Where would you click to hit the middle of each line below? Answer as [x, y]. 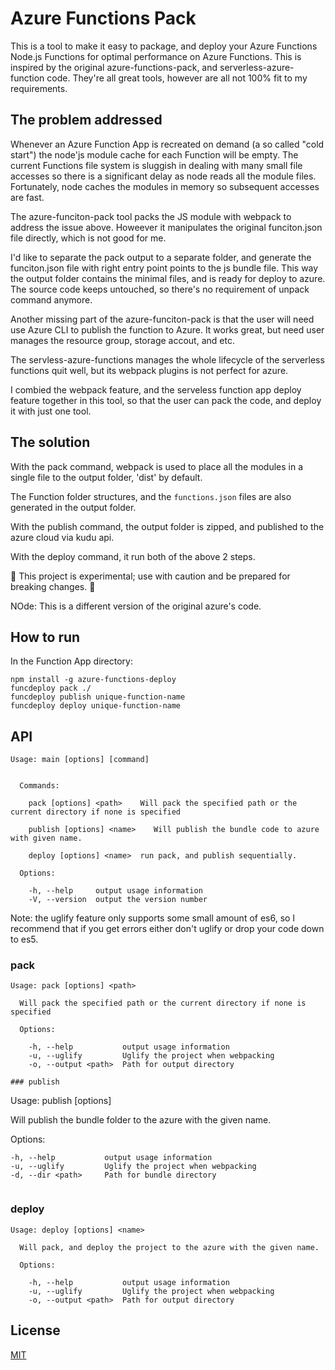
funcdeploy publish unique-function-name [98, 697]
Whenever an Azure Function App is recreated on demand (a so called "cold [167, 144]
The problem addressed [86, 120]
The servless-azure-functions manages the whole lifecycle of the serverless [167, 359]
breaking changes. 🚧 [53, 586]
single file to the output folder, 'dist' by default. [106, 477]
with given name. [46, 838]
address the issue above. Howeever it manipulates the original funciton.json [166, 227]
